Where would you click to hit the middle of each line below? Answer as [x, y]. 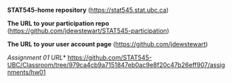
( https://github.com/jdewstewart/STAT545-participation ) [88, 31]
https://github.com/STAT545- [109, 57]
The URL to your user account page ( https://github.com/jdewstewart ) [108, 44]
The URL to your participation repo [58, 23]
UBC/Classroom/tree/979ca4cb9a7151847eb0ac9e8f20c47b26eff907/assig [116, 65]
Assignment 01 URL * [37, 57]
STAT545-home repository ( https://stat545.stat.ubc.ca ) [88, 10]
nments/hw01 [27, 72]
